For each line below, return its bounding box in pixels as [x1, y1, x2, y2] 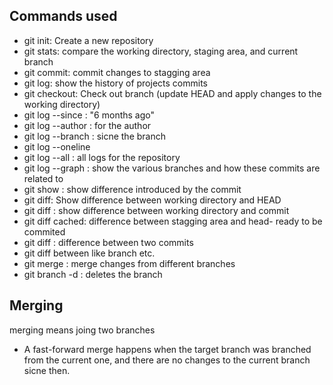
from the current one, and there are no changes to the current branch [23, 354, 311, 366]
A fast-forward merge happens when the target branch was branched [23, 343, 312, 355]
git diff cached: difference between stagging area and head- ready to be [23, 215, 323, 227]
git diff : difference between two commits [23, 236, 194, 248]
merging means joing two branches [9, 324, 156, 336]
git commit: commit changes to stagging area [23, 66, 211, 78]
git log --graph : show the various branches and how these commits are [23, 162, 321, 174]
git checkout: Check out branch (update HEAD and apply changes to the [23, 87, 322, 99]
